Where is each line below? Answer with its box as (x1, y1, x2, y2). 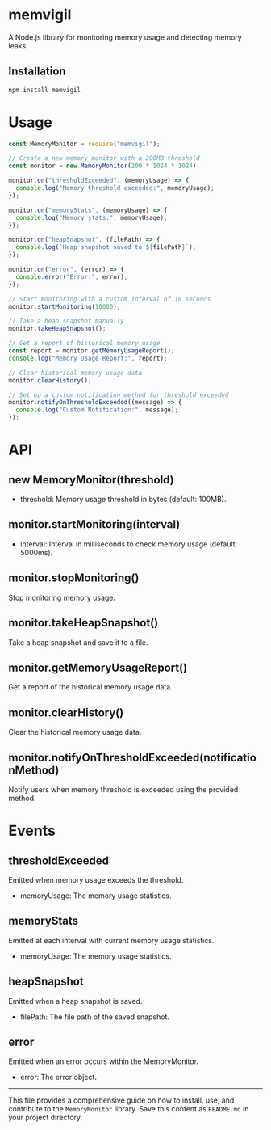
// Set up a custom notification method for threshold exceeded (8, 390, 229, 399)
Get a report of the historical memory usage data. (8, 682, 173, 692)
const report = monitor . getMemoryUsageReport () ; (8, 347, 175, 355)
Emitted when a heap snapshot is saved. (8, 996, 143, 1006)
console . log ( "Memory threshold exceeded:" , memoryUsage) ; (15, 184, 215, 192)
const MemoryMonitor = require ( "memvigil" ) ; (8, 140, 161, 148)
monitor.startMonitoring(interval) (8, 517, 181, 531)
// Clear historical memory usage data (8, 369, 143, 377)
